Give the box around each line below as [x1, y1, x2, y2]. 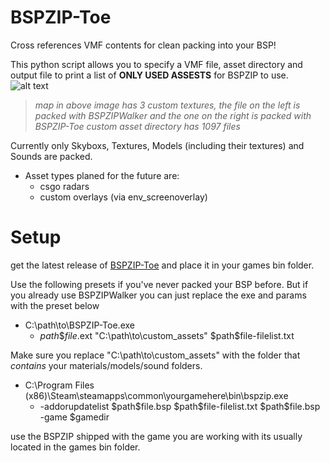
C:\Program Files [24, 379, 95, 391]
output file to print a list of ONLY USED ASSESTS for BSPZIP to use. [10, 69, 289, 81]
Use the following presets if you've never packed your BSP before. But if [10, 278, 309, 290]
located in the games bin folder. [10, 441, 141, 453]
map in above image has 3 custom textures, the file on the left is [34, 99, 301, 111]
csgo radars [39, 180, 90, 192]
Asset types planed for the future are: [24, 169, 180, 181]
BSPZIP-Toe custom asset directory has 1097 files [34, 120, 241, 132]
